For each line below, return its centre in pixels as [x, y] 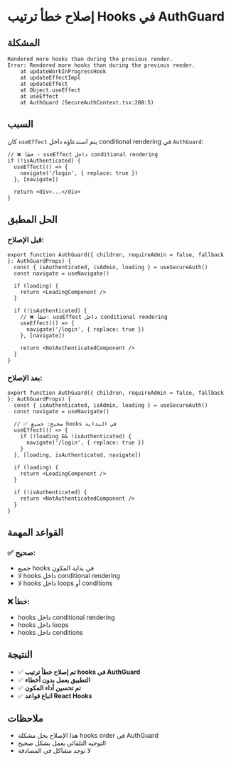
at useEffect [39, 97]
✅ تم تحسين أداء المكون [49, 687]
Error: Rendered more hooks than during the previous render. [101, 65]
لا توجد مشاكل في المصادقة [54, 751]
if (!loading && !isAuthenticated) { [76, 436]
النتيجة [20, 655]
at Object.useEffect [50, 90]
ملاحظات [26, 718]
